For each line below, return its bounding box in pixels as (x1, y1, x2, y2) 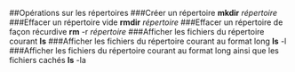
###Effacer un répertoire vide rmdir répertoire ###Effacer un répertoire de (9, 17, 283, 28)
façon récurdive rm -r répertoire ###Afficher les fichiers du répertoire (9, 27, 265, 36)
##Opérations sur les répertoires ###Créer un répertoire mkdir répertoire (9, 8, 278, 18)
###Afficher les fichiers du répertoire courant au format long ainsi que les (9, 45, 280, 56)
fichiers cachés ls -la (9, 55, 87, 65)
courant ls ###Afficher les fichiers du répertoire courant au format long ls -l (9, 36, 287, 46)
